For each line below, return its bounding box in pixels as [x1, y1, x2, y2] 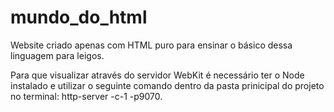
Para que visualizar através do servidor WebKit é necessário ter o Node [10, 69, 305, 81]
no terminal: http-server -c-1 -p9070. [10, 90, 163, 102]
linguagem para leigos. [10, 49, 105, 61]
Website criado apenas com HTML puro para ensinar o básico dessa [10, 39, 293, 51]
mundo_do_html [10, 6, 148, 29]
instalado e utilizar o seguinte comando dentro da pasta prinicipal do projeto [10, 79, 325, 91]
